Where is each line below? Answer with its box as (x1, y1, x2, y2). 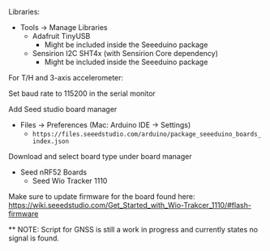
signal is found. (8, 233, 59, 243)
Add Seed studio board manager (8, 105, 118, 114)
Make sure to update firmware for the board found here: (8, 192, 195, 201)
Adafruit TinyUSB (32, 32, 91, 41)
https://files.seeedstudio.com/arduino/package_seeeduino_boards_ (32, 130, 262, 138)
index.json (32, 137, 70, 145)
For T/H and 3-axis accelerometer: (8, 73, 124, 82)
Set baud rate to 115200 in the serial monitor (8, 89, 156, 98)
